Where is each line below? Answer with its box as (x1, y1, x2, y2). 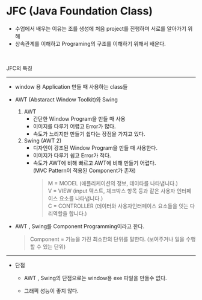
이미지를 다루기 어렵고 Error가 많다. (32, 123, 116, 130)
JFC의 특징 (6, 65, 33, 72)
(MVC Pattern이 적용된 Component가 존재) (32, 167, 136, 174)
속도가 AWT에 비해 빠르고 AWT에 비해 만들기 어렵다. (32, 159, 156, 167)
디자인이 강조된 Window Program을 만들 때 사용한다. (32, 144, 158, 152)
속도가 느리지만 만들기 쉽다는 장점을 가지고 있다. (32, 130, 145, 137)
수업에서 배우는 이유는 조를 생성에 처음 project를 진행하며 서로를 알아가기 (14, 25, 186, 32)
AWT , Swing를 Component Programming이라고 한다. (14, 222, 145, 230)
